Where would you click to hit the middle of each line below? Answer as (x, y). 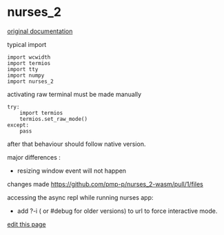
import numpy (26, 75)
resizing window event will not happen (71, 171)
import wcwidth (29, 57)
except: (18, 125)
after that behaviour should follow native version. (77, 144)
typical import (27, 44)
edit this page (27, 224)
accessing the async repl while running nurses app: (80, 197)
